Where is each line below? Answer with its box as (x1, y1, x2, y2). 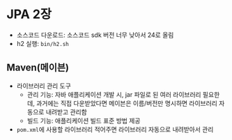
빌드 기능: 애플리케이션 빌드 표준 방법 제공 (26, 116, 141, 125)
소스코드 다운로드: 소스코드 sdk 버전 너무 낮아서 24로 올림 (16, 31, 174, 39)
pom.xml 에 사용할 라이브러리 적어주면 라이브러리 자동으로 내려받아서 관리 (16, 125, 214, 133)
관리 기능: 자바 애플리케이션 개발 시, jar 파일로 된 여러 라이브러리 (26, 90, 201, 98)
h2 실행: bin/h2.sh (16, 39, 69, 47)
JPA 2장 (6, 6, 52, 22)
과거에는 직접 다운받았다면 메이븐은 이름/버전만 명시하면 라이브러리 (36, 99, 217, 107)
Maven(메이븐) (6, 62, 69, 74)
